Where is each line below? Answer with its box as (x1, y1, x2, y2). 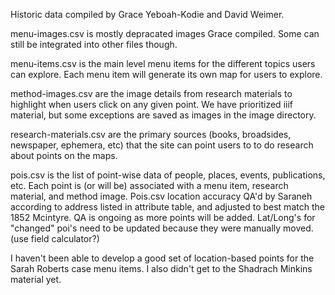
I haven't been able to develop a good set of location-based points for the (10, 252, 315, 264)
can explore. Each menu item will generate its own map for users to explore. (10, 69, 323, 80)
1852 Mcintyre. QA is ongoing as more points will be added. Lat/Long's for (10, 212, 316, 223)
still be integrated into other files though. (10, 39, 178, 50)
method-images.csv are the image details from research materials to (10, 88, 293, 99)
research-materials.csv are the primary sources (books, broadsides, (10, 129, 292, 140)
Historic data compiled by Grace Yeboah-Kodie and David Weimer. (10, 9, 285, 20)
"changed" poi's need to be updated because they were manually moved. (10, 222, 314, 234)
